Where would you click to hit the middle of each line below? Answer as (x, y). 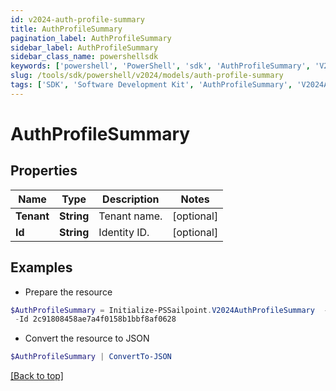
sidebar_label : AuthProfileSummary (84, 47)
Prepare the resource (68, 292)
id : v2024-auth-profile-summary (77, 19)
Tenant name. (130, 216)
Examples (41, 267)
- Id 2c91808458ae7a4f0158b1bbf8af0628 (95, 319)
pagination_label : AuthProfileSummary (91, 38)
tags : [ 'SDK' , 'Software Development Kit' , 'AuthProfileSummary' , (151, 85)
